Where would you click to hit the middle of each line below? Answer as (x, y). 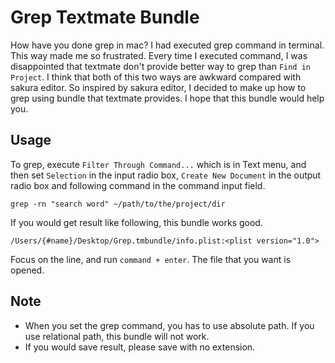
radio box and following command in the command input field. (138, 185)
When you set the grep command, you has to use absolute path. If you (169, 325)
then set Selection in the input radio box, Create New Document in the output (166, 175)
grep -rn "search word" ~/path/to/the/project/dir (118, 204)
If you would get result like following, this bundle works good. (136, 222)
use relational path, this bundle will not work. (117, 336)
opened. (27, 270)
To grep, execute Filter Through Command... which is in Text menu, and (158, 164)
